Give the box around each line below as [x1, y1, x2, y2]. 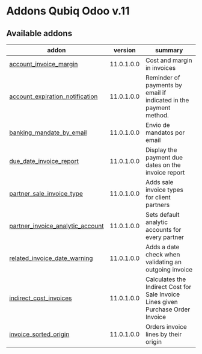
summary [155, 46, 183, 54]
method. [145, 111, 170, 119]
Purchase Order [145, 305, 191, 314]
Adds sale [145, 178, 174, 186]
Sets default [145, 211, 180, 219]
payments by [145, 81, 182, 89]
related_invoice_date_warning [9, 254, 93, 262]
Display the [145, 146, 177, 154]
